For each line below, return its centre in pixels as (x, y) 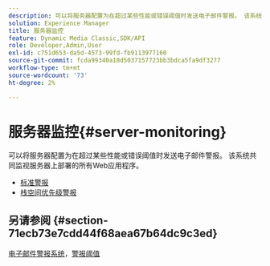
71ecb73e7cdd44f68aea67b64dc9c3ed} (113, 233)
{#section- (80, 220)
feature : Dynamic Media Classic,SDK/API (77, 38)
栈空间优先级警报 (48, 192)
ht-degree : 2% (32, 83)
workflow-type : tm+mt (45, 68)
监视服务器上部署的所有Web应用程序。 (79, 166)
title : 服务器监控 (36, 30)
